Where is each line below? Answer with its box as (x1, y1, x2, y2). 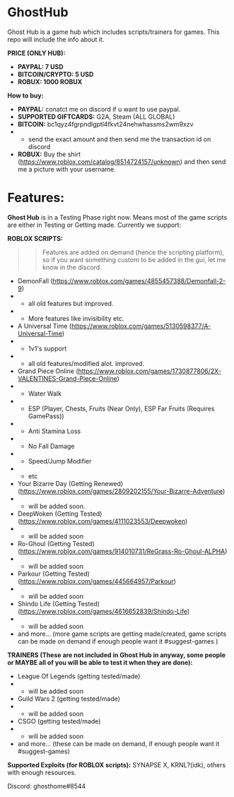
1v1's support (28, 344, 67, 353)
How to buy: (7, 91, 44, 100)
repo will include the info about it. (7, 35, 105, 43)
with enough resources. (7, 768, 76, 777)
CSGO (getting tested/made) (17, 716, 101, 725)
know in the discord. (42, 263, 103, 271)
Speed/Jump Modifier (28, 456, 92, 465)
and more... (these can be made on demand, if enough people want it (17, 739, 220, 748)
